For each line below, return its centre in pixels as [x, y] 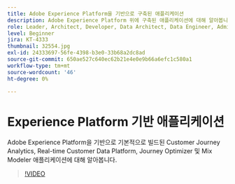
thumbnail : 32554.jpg [39, 46]
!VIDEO [35, 174]
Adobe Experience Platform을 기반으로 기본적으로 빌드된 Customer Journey [114, 142]
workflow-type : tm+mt [39, 66]
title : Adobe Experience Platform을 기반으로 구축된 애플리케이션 [95, 14]
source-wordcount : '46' [42, 72]
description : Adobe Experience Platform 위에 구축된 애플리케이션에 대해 [107, 20]
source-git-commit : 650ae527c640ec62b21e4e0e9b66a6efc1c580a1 [100, 59]
